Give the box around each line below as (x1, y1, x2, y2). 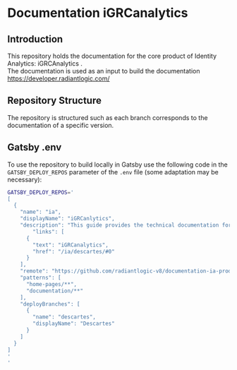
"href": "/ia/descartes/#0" (32, 248, 115, 255)
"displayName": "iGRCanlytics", (20, 215, 115, 222)
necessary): (7, 175, 42, 184)
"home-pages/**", (25, 280, 78, 287)
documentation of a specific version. (7, 121, 114, 129)
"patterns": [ (20, 274, 61, 281)
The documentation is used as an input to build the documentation (7, 67, 200, 75)
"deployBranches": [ (20, 300, 80, 308)
